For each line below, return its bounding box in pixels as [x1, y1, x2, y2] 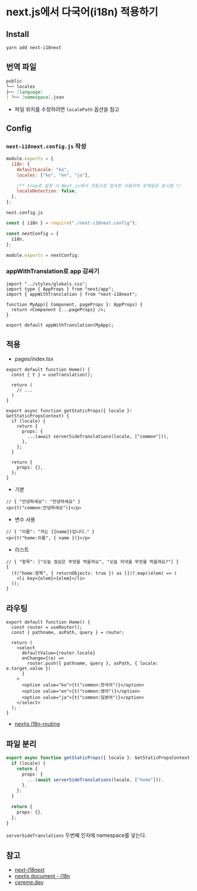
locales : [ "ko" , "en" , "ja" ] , [16, 172, 91, 178]
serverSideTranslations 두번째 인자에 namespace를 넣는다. [6, 832, 147, 839]
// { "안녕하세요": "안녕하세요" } [6, 499, 81, 505]
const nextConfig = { [6, 231, 59, 236]
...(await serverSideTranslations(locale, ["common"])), [27, 433, 169, 440]
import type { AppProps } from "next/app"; [6, 286, 114, 292]
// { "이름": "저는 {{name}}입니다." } [6, 529, 95, 535]
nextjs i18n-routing [14, 720, 60, 728]
